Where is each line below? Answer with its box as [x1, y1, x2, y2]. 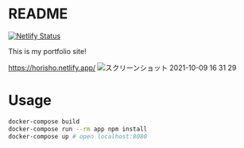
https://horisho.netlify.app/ [8, 63, 96, 72]
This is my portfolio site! [8, 46, 87, 56]
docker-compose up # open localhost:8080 [8, 132, 148, 140]
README [8, 5, 68, 23]
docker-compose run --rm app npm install [8, 125, 148, 133]
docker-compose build [8, 117, 80, 126]
